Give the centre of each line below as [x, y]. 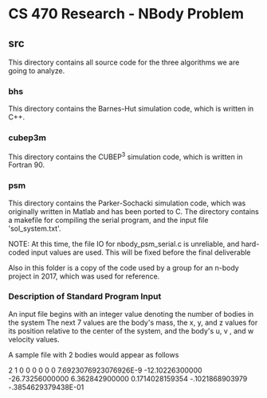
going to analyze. [37, 71]
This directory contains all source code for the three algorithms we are [124, 62]
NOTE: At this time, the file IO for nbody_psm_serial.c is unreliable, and [124, 244]
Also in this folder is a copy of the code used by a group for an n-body [124, 267]
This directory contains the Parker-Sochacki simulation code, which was [127, 203]
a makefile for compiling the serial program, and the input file [108, 220]
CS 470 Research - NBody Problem [126, 14]
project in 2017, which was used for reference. [84, 276]
